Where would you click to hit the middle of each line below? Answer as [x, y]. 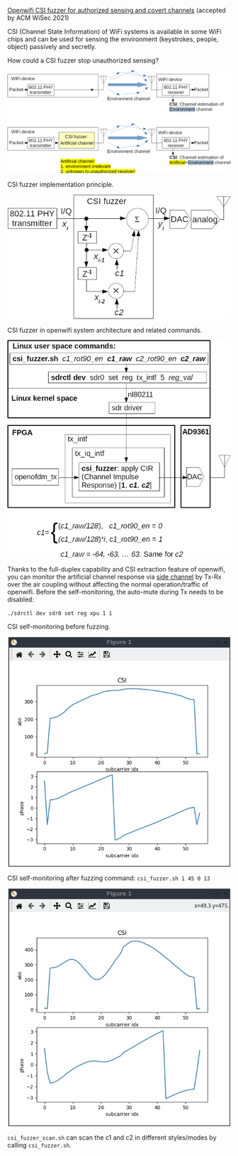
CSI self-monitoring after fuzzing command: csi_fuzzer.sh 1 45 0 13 [109, 878]
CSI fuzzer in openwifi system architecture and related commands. [105, 331]
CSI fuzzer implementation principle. [61, 185]
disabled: [21, 599]
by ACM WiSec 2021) [38, 18]
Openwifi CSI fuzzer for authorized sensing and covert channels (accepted [117, 10]
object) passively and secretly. [52, 47]
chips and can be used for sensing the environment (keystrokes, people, [113, 39]
